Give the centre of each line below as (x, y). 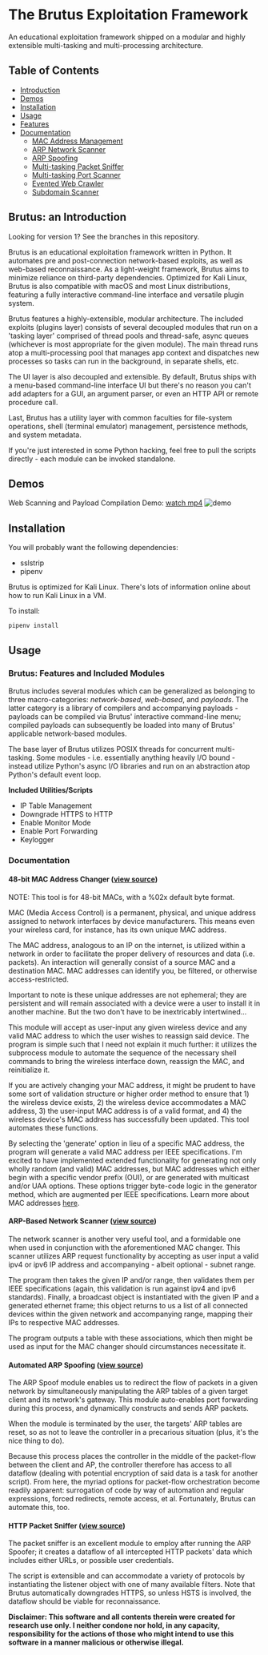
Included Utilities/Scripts (51, 789)
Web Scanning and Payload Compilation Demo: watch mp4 (106, 503)
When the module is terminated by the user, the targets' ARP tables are (125, 1424)
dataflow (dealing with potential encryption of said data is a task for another (133, 1473)
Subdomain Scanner (66, 192)
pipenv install (34, 626)
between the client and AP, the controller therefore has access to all (120, 1465)
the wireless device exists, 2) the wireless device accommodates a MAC (127, 1102)
